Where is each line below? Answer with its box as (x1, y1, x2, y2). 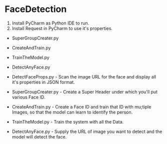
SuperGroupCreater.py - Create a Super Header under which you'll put (11, 88, 158, 94)
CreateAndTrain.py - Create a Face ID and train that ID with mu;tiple (11, 103, 151, 109)
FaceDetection (4, 3, 67, 15)
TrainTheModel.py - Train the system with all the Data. (11, 118, 124, 124)
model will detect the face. (11, 133, 67, 139)
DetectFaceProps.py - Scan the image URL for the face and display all (11, 73, 156, 79)
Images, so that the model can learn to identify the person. (11, 109, 133, 115)
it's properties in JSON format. (11, 79, 75, 85)
